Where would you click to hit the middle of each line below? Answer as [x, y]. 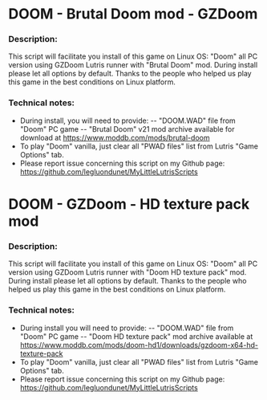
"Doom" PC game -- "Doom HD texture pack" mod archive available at [136, 336]
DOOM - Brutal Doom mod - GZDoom [133, 14]
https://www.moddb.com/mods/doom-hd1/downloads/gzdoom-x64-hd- [139, 345]
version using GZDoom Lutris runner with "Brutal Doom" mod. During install [133, 65]
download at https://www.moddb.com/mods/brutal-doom [115, 137]
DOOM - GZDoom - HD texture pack [129, 204]
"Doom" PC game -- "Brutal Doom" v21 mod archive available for [127, 129]
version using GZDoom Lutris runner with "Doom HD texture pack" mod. [127, 272]
